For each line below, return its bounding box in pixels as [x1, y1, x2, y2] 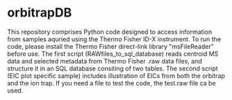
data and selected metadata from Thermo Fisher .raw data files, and [7, 57, 203, 65]
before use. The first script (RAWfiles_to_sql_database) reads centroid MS [7, 50, 219, 58]
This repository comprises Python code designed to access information [7, 28, 213, 36]
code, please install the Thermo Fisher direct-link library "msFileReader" [7, 42, 214, 50]
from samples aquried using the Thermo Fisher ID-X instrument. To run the [7, 34, 221, 43]
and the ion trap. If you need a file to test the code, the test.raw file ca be [7, 79, 217, 87]
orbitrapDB [7, 5, 72, 21]
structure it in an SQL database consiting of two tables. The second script [7, 64, 219, 72]
